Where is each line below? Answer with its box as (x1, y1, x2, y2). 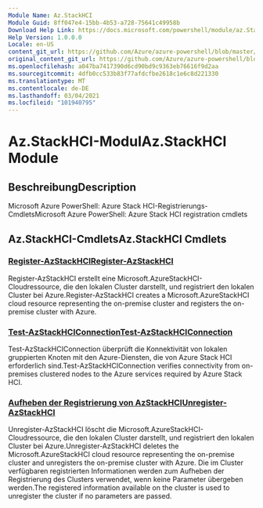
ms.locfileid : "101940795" (8, 99, 96, 107)
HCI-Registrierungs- (142, 201, 208, 211)
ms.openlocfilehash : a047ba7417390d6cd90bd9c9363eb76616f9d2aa (8, 63, 219, 71)
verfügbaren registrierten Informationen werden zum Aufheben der (8, 466, 225, 476)
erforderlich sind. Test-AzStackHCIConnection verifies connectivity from (8, 361, 240, 371)
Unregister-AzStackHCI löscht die (8, 425, 117, 434)
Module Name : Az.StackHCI (8, 11, 92, 20)
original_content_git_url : (8, 56, 96, 63)
